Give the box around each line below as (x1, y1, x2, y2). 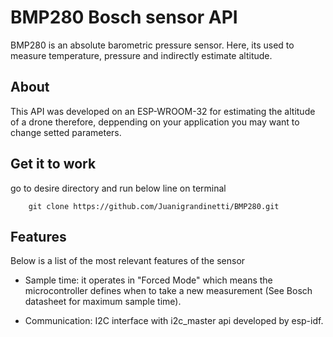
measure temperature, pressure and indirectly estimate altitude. (10, 49, 273, 61)
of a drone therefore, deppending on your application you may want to (10, 116, 300, 128)
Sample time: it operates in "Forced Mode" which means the (24, 274, 273, 286)
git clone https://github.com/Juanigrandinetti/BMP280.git (28, 201, 280, 211)
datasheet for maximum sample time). (24, 296, 182, 308)
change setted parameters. (10, 126, 122, 138)
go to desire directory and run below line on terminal (10, 182, 227, 194)
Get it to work (10, 156, 97, 173)
